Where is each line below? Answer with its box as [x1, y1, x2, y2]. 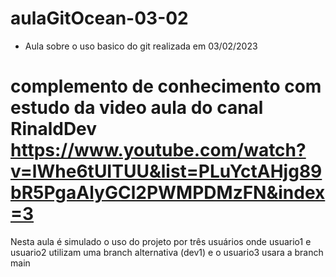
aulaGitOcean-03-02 [10, 7, 189, 30]
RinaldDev [10, 118, 98, 141]
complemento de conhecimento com [10, 75, 322, 98]
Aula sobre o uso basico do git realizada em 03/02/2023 [24, 40, 258, 52]
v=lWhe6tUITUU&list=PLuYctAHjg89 [10, 160, 323, 183]
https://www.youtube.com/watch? [10, 139, 307, 162]
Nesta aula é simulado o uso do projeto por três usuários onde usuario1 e [10, 235, 312, 247]
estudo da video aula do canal [10, 97, 264, 119]
